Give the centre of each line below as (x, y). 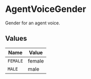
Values (16, 39)
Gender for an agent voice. (33, 23)
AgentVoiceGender (46, 9)
